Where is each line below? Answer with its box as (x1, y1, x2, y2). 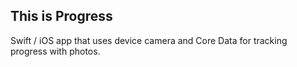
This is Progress (10, 8, 113, 25)
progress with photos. (10, 45, 101, 57)
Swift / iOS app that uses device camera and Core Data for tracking (10, 34, 288, 46)
